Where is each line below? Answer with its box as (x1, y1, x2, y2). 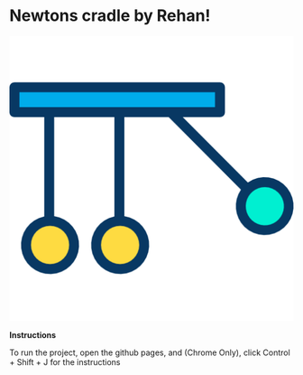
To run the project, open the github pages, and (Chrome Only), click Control (9, 347, 290, 358)
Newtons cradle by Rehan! (9, 5, 211, 26)
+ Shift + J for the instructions (9, 356, 121, 367)
